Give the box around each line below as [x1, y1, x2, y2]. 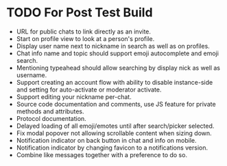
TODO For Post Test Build [6, 5, 153, 20]
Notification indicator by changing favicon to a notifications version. [16, 143, 208, 152]
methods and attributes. [16, 107, 84, 115]
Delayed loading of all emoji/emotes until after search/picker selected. [16, 122, 215, 130]
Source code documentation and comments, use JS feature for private [16, 100, 217, 108]
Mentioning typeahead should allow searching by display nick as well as [16, 64, 221, 72]
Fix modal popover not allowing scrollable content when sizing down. [16, 128, 212, 137]
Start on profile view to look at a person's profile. [16, 34, 155, 42]
